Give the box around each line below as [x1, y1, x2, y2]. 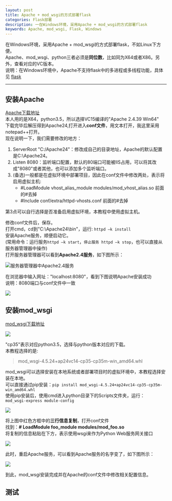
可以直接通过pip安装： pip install [5, 381, 78, 387]
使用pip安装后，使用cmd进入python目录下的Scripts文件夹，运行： [5, 392, 145, 399]
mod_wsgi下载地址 [5, 320, 45, 327]
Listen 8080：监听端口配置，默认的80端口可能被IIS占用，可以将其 [12, 159, 153, 165]
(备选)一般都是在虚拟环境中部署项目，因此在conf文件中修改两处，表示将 [12, 172, 165, 178]
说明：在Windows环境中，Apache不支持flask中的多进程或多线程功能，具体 [5, 67, 164, 74]
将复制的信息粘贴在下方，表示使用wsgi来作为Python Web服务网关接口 [5, 430, 154, 436]
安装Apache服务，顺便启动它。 [5, 232, 71, 238]
